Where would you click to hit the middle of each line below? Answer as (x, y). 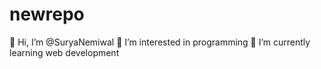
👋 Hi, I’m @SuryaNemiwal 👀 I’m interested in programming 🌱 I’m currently (160, 42)
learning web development (64, 52)
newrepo (47, 14)
